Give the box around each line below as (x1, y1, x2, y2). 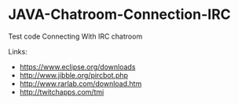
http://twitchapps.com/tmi (19, 87, 104, 96)
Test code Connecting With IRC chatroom (8, 32, 143, 41)
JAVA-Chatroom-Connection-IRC (8, 6, 232, 24)
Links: (8, 46, 27, 56)
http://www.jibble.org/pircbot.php (19, 70, 128, 80)
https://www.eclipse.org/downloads (19, 61, 136, 72)
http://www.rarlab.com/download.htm (19, 79, 142, 88)
